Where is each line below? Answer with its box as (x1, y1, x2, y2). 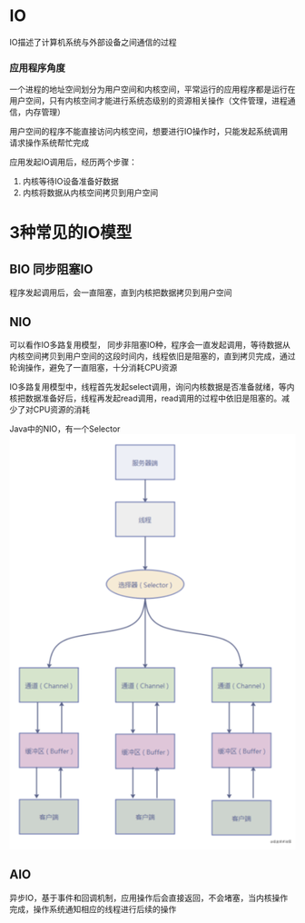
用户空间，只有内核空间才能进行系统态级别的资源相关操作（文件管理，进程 (9, 95, 288, 106)
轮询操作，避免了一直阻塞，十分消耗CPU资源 (9, 362, 178, 373)
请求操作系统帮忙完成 (9, 137, 89, 148)
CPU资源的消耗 (33, 404, 91, 415)
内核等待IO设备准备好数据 (22, 176, 120, 187)
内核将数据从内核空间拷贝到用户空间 (22, 187, 159, 198)
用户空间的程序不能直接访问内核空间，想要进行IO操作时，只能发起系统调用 (9, 126, 289, 137)
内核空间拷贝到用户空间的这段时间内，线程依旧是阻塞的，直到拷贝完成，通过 (9, 351, 296, 362)
